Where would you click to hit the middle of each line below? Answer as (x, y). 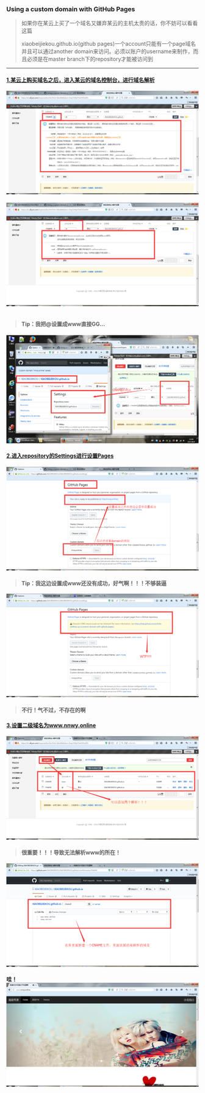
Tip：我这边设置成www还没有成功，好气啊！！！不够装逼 (94, 583)
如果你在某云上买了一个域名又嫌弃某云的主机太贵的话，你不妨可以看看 (110, 23)
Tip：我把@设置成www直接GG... (63, 324)
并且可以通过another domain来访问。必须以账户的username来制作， (107, 51)
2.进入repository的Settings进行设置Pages (60, 456)
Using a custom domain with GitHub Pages (71, 9)
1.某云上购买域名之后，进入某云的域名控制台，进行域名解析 (81, 80)
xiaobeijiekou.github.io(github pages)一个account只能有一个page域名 (109, 44)
